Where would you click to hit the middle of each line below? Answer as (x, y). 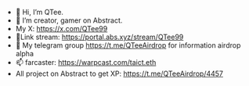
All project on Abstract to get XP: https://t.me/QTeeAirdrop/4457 (119, 73)
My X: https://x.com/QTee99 (61, 29)
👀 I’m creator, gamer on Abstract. (69, 20)
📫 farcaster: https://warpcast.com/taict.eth (86, 62)
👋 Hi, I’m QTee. (40, 12)
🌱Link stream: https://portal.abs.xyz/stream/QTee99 (99, 37)
